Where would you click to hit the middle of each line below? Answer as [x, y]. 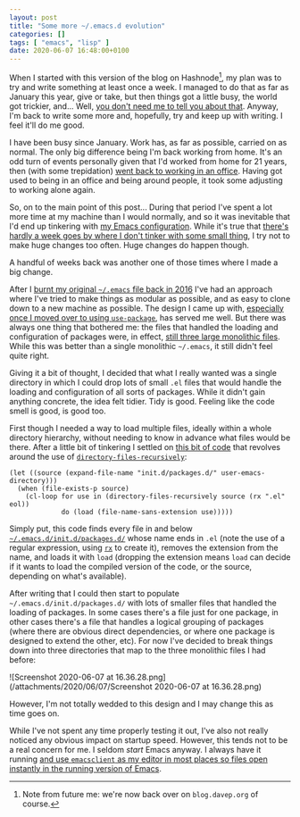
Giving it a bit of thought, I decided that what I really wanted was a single [143, 372]
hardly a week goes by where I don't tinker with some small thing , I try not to [150, 235]
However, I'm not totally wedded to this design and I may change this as [142, 704]
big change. [31, 271]
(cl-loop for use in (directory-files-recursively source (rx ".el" [155, 496]
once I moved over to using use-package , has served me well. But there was [148, 317]
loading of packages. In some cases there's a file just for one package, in [144, 612]
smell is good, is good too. [58, 411]
